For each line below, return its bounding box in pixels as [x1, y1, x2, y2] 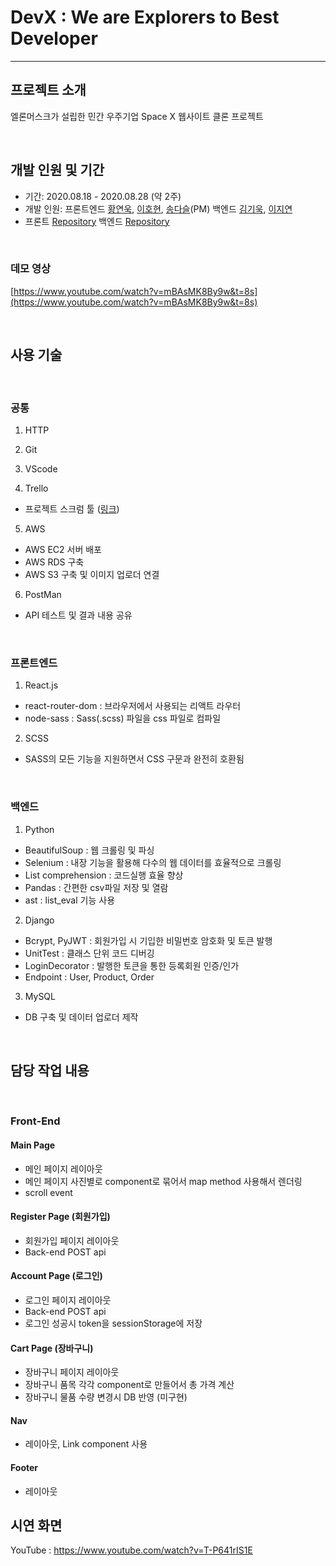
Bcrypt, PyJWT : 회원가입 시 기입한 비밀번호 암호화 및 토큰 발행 [24, 934, 273, 946]
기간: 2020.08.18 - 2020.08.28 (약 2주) [24, 190, 182, 202]
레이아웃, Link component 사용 [24, 1438, 148, 1450]
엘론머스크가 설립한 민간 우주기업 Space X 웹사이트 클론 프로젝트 [10, 110, 264, 122]
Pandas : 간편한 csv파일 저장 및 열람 [24, 881, 169, 893]
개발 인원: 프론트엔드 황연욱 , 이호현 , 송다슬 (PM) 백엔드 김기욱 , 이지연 [24, 202, 293, 215]
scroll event [24, 1186, 73, 1198]
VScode [24, 462, 58, 475]
